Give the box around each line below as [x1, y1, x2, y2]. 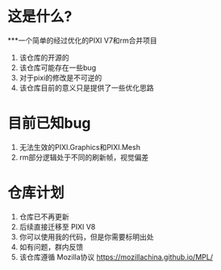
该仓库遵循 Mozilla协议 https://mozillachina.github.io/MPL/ [19, 251, 213, 262]
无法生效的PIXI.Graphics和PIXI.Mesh [19, 142, 140, 152]
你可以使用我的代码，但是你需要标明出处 [19, 231, 154, 242]
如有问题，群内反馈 [19, 242, 84, 251]
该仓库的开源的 [19, 52, 69, 62]
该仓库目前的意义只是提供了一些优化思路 [19, 82, 154, 93]
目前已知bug [7, 114, 91, 133]
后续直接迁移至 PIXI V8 [19, 222, 96, 231]
